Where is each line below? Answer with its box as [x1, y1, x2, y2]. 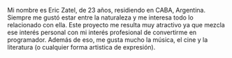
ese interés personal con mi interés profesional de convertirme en [7, 28, 197, 36]
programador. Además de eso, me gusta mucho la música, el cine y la [7, 36, 208, 44]
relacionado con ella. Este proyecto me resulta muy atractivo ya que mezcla [7, 21, 225, 29]
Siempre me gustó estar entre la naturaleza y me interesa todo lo [7, 13, 194, 22]
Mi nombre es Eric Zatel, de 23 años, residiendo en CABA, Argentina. [7, 6, 206, 14]
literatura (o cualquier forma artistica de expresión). [7, 43, 156, 51]
